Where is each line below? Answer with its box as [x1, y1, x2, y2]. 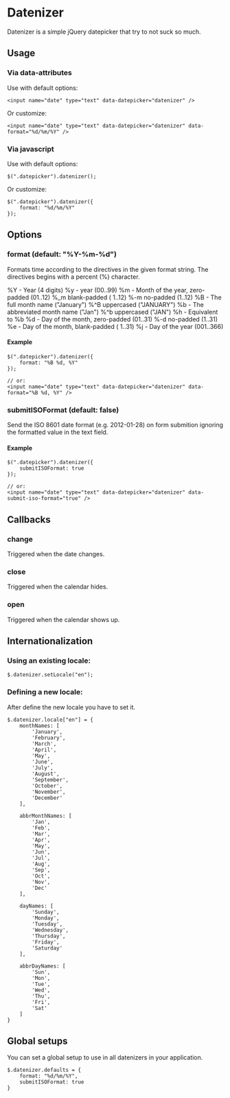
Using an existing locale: [7, 656, 91, 665]
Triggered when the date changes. [7, 550, 105, 558]
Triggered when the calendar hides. [7, 582, 108, 591]
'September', [32, 776, 69, 784]
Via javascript [7, 144, 55, 154]
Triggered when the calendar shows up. [7, 615, 120, 624]
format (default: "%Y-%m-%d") [7, 249, 117, 259]
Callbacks [7, 514, 51, 525]
